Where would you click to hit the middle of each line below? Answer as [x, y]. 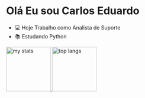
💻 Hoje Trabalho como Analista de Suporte [67, 27]
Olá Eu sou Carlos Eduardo [73, 11]
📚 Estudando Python [41, 36]
